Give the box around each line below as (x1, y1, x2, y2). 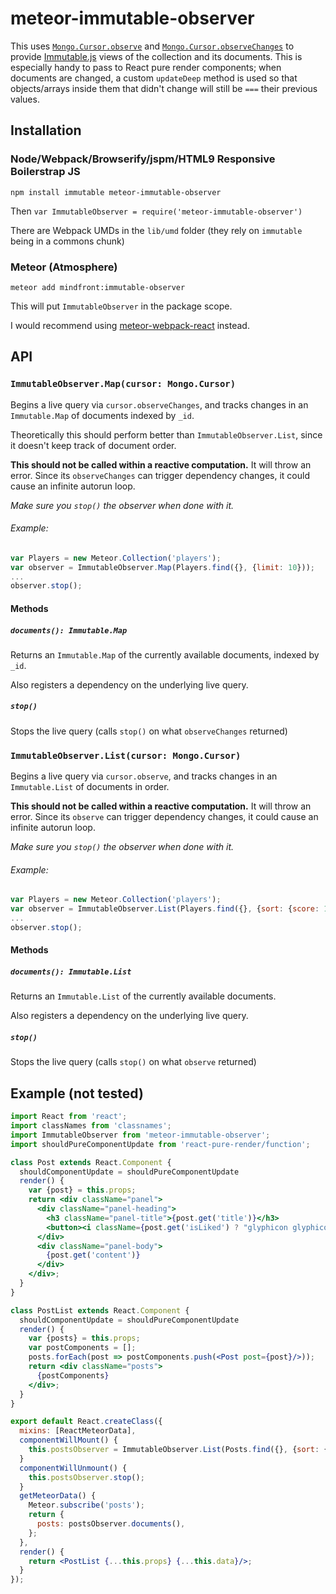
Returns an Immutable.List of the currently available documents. (10, 990, 277, 1002)
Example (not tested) (10, 1085, 144, 1102)
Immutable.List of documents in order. (10, 781, 170, 793)
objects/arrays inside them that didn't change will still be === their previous (10, 82, 318, 94)
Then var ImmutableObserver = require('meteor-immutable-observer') (10, 205, 303, 217)
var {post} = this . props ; (28, 1185, 137, 1196)
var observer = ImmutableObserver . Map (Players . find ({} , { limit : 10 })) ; (10, 562, 315, 572)
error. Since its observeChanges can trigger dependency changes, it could (10, 469, 310, 481)
